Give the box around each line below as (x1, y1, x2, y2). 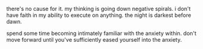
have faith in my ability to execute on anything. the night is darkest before (6, 11, 191, 19)
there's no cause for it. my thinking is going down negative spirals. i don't (6, 5, 191, 12)
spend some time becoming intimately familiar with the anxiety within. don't (6, 30, 197, 37)
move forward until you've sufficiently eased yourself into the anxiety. (6, 36, 182, 43)
